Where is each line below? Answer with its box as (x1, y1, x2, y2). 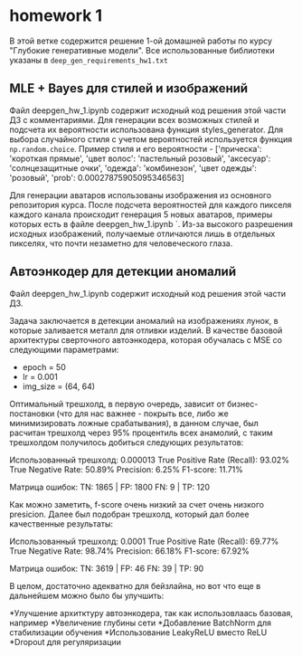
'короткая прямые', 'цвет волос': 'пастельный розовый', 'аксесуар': (9, 153, 271, 164)
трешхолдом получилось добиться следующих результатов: (9, 436, 244, 448)
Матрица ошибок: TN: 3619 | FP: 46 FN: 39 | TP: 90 (9, 563, 204, 574)
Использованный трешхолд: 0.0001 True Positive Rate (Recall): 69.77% (9, 536, 279, 547)
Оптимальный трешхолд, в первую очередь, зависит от (9, 398, 226, 409)
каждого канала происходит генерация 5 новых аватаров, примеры (9, 209, 273, 220)
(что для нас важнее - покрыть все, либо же (56, 408, 229, 419)
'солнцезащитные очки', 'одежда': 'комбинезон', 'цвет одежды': (9, 162, 258, 173)
